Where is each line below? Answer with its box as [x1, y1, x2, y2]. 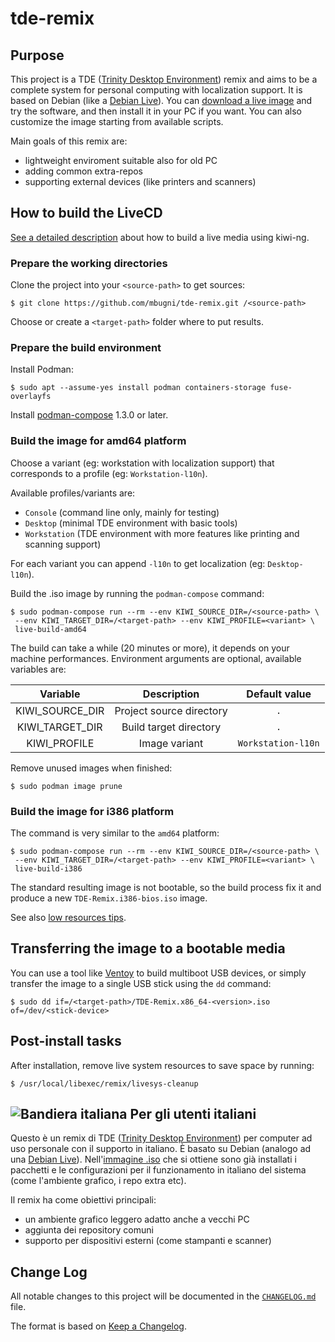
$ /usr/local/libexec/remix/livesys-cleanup [10, 1078, 199, 1089]
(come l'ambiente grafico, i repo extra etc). [10, 1175, 187, 1187]
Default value [246, 687, 312, 701]
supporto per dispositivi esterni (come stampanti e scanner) [24, 1235, 272, 1247]
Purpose [10, 47, 65, 64]
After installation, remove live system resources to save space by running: [10, 1059, 315, 1071]
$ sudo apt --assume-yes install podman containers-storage [10, 383, 267, 393]
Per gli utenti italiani [129, 1106, 257, 1123]
